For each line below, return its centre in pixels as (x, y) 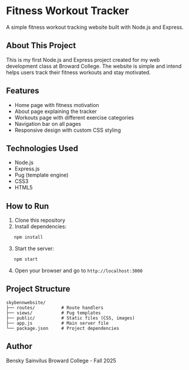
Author (19, 346)
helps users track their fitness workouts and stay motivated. (78, 72)
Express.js (27, 169)
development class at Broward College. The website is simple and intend (94, 66)
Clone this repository (40, 220)
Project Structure (38, 289)
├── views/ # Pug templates (53, 313)
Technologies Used (42, 148)
